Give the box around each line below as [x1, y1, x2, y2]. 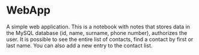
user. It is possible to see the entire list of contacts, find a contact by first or [6, 35, 194, 43]
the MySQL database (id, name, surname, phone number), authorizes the [6, 29, 188, 36]
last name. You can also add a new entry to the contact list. [6, 42, 153, 49]
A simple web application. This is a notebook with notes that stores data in [6, 23, 191, 30]
